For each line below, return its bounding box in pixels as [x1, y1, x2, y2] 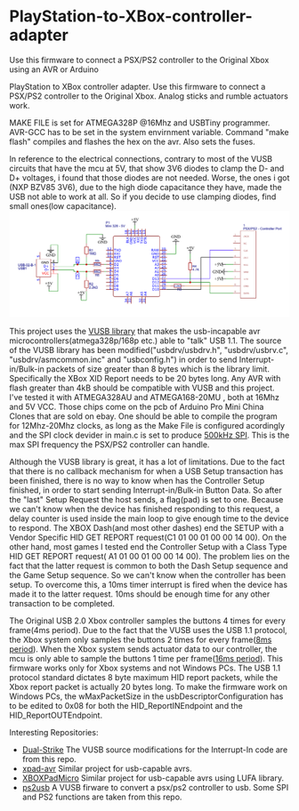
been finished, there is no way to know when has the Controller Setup [9, 476, 265, 486]
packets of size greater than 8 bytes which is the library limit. [45, 364, 270, 374]
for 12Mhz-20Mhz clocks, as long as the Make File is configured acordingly [9, 421, 286, 431]
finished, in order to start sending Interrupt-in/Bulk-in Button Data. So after [9, 485, 282, 495]
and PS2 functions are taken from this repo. [21, 791, 182, 802]
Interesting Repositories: [9, 727, 99, 738]
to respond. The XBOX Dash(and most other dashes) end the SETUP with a [9, 523, 285, 534]
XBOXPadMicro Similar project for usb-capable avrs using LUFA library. [21, 773, 285, 783]
